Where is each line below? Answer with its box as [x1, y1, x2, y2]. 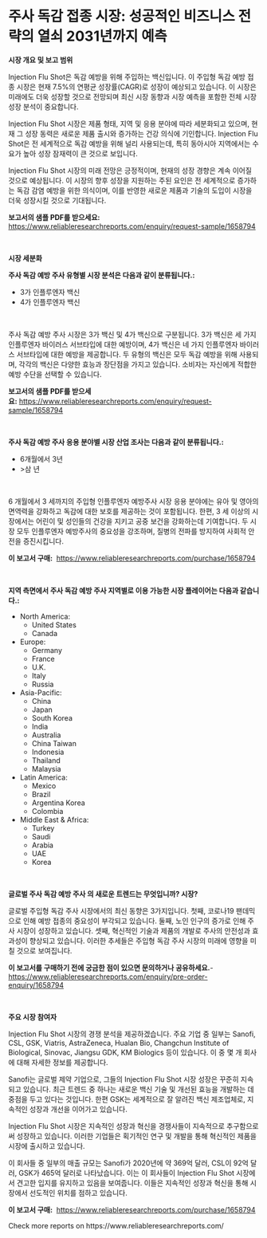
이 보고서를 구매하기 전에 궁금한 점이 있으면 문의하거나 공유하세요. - [8, 962, 214, 973]
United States [31, 619, 77, 630]
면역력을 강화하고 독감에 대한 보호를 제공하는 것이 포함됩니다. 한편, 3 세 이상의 [8, 506, 251, 516]
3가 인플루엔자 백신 [19, 287, 80, 297]
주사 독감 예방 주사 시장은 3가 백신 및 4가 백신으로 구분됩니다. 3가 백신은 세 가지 [8, 329, 257, 339]
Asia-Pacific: [19, 687, 62, 698]
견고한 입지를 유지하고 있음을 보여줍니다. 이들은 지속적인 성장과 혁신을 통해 [16, 1177, 249, 1188]
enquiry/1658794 [8, 980, 65, 989]
